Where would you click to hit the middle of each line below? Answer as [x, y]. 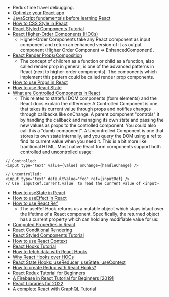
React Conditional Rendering [42, 230]
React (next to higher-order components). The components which [89, 72]
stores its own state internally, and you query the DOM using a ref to [91, 136]
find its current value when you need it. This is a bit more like [83, 141]
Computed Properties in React [44, 225]
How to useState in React [39, 193]
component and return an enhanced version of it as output [81, 45]
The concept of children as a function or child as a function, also [87, 61]
